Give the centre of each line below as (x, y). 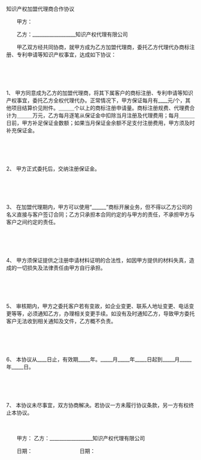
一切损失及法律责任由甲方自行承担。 (61, 268)
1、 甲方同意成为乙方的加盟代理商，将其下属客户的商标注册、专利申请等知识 (100, 93)
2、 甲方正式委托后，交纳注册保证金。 (53, 169)
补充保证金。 (22, 130)
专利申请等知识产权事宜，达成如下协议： (66, 55)
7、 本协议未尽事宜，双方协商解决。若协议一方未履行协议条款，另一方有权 (98, 405)
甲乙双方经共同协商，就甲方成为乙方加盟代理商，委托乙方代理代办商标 (103, 47)
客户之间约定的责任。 (32, 222)
